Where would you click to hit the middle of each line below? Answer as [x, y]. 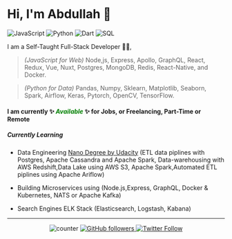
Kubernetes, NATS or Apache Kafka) [69, 195]
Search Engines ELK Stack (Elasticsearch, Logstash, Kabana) [104, 208]
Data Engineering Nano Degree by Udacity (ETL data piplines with [111, 152]
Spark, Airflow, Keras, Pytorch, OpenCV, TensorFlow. [99, 95]
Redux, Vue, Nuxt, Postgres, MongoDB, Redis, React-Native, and [116, 67]
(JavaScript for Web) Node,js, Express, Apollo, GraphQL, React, [115, 60]
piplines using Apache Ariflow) [61, 174]
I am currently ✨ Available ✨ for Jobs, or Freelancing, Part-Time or [104, 111]
